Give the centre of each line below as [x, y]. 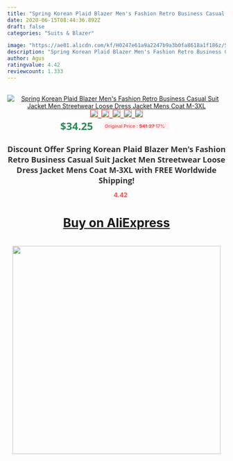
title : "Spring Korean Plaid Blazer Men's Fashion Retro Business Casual [116, 14]
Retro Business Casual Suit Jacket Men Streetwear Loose [116, 159]
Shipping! [116, 180]
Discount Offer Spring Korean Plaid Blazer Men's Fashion [116, 149]
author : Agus [26, 59]
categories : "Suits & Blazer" [51, 33]
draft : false [26, 26]
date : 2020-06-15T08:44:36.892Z [54, 20]
